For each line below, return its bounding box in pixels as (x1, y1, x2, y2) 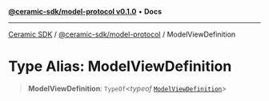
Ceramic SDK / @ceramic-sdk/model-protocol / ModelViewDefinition (8, 29, 236, 39)
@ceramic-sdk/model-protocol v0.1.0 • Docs (8, 7, 163, 16)
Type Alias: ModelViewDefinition (8, 57, 232, 76)
